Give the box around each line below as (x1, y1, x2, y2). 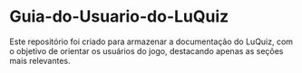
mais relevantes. (9, 55, 71, 66)
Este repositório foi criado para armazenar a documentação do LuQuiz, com (9, 36, 293, 47)
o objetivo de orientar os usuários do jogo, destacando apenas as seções (9, 45, 284, 56)
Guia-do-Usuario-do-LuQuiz (9, 6, 229, 27)
